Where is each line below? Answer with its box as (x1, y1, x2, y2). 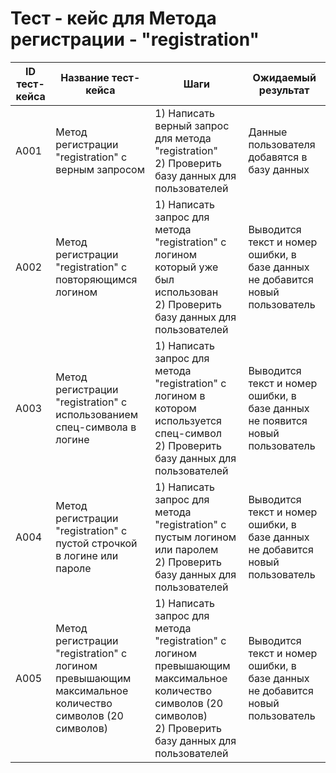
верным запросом (55, 162, 145, 176)
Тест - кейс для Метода (10, 7, 217, 30)
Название (60, 70, 110, 84)
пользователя (248, 137, 316, 151)
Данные (248, 125, 288, 139)
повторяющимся (55, 272, 138, 286)
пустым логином (154, 530, 237, 544)
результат (258, 83, 310, 97)
